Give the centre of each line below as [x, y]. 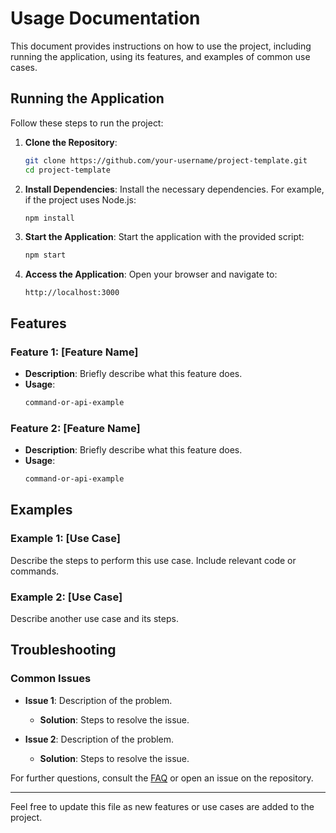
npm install [49, 218]
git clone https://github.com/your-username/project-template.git [166, 160]
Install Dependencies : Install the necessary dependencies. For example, [174, 189]
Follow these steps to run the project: [87, 123]
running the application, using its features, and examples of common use [160, 56]
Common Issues [51, 679]
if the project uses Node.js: [80, 199]
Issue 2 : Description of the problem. [99, 739]
